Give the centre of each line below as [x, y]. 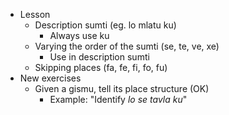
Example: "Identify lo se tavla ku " [118, 99]
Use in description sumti [99, 57]
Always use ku [79, 35]
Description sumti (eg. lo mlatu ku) [105, 25]
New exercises [50, 78]
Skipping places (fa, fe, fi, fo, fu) [101, 67]
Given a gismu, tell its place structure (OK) [122, 88]
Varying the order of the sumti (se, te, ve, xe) [127, 46]
